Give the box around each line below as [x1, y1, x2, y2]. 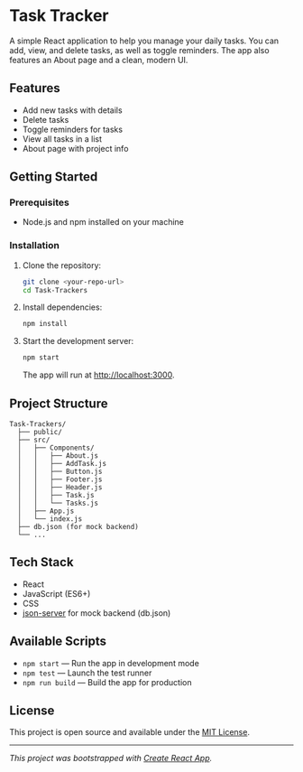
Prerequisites [9, 196, 69, 209]
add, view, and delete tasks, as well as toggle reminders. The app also [9, 44, 270, 55]
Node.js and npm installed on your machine [22, 217, 185, 228]
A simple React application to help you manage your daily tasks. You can [9, 35, 280, 46]
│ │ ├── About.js [17, 451, 99, 460]
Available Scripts [9, 634, 106, 649]
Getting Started [9, 169, 98, 185]
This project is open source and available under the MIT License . [9, 727, 251, 738]
